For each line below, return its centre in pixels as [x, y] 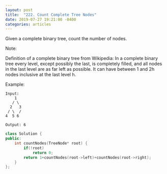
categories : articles [28, 24]
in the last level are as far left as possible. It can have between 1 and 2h [80, 69]
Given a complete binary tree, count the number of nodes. [66, 39]
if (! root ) [34, 148]
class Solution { [24, 134]
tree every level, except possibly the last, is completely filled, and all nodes [84, 64]
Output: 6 [16, 125]
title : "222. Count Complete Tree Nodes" [51, 15]
